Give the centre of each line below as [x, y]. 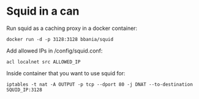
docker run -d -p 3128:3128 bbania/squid [60, 39]
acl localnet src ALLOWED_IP [43, 62]
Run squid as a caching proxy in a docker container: [72, 28]
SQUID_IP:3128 [24, 90]
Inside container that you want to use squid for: [66, 73]
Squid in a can [43, 11]
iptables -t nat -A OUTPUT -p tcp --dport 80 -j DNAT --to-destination [99, 84]
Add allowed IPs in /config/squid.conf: [54, 51]
